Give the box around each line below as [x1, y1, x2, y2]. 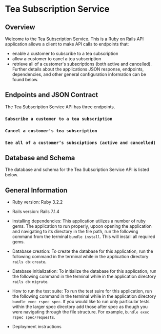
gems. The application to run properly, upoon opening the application [12, 223, 152, 229]
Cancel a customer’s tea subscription [5, 128, 98, 133]
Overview [5, 23, 36, 31]
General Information [5, 186, 68, 194]
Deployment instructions [12, 324, 62, 330]
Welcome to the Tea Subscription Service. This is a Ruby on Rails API [5, 36, 144, 42]
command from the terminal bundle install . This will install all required [12, 234, 156, 239]
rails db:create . [12, 259, 47, 265]
